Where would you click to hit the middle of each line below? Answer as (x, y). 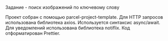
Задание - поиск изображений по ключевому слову (62, 7)
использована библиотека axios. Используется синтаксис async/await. (83, 23)
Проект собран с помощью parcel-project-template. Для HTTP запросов (84, 17)
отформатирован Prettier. (33, 33)
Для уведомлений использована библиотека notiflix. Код (68, 28)
